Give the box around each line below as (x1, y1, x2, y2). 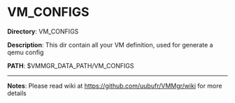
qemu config (7, 48, 44, 56)
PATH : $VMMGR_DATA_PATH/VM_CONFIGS (7, 61, 134, 70)
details (7, 88, 27, 97)
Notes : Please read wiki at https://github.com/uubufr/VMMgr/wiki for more (7, 81, 222, 90)
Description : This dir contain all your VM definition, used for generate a (7, 40, 213, 49)
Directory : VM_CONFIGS (7, 27, 79, 35)
